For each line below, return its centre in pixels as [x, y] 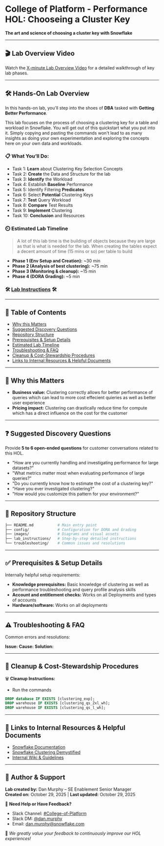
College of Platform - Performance [76, 9]
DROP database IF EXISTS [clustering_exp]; [50, 699]
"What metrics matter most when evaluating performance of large [78, 473]
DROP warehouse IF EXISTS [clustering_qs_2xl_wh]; [58, 703]
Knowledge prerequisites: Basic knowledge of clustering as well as [80, 584]
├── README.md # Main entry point [51, 525]
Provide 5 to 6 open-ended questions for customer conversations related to [82, 448]
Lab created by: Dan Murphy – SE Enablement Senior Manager [68, 789]
